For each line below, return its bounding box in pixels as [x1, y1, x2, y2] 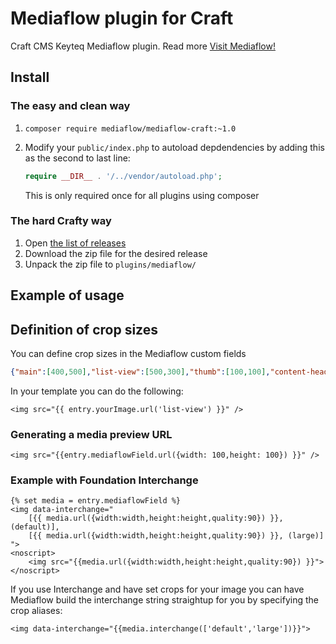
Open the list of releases [24, 237, 127, 249]
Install [10, 69, 50, 86]
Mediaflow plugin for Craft [10, 7, 234, 30]
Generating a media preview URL [10, 427, 173, 441]
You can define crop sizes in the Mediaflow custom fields [10, 348, 247, 359]
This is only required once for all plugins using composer [24, 189, 260, 201]
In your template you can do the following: [10, 385, 184, 397]
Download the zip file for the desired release [24, 247, 208, 259]
